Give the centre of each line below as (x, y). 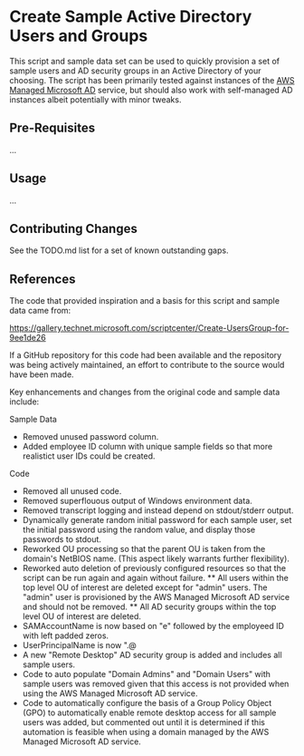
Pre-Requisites (52, 128)
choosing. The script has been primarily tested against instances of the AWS (152, 80)
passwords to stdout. (62, 539)
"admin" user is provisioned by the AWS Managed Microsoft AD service (156, 597)
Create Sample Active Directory (131, 17)
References (43, 279)
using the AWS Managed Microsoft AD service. (110, 693)
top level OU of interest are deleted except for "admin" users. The (145, 587)
